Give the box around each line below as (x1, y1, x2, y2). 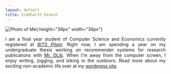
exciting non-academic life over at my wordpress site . (5, 63, 118, 69)
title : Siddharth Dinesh (5, 12, 58, 17)
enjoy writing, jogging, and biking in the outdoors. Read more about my (5, 57, 166, 63)
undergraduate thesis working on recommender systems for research (5, 47, 166, 53)
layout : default (5, 7, 40, 13)
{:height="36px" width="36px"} (36, 26, 103, 32)
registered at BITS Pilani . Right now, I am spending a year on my (5, 41, 166, 47)
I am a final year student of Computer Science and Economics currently (5, 36, 166, 42)
